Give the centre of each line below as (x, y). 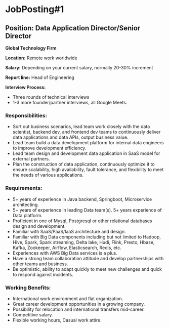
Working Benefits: (28, 288)
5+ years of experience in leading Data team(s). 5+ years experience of (87, 210)
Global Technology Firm (31, 48)
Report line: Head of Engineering (40, 77)
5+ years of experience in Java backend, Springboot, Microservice (82, 199)
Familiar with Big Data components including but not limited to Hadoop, (87, 237)
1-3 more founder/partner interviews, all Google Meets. (70, 102)
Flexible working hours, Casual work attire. (57, 320)
